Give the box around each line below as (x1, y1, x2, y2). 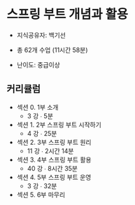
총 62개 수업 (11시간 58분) (16, 45, 88, 54)
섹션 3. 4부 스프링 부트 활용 (16, 155, 92, 164)
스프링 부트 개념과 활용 (6, 6, 129, 22)
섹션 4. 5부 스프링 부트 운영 (16, 173, 92, 181)
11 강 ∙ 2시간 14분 (27, 146, 74, 155)
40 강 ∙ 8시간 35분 (27, 164, 78, 172)
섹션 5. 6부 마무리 (16, 190, 66, 199)
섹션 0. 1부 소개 (16, 103, 59, 111)
